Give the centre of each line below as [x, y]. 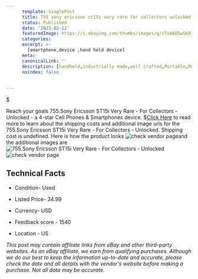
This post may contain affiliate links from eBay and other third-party [89, 245]
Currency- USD [33, 211]
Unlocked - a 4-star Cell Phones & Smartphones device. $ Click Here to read [98, 117]
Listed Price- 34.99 [38, 199]
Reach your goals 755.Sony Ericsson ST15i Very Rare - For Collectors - [92, 111]
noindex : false [40, 72]
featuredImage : [40, 34]
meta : [28, 55]
